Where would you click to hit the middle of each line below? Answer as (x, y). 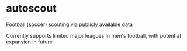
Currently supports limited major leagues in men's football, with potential (93, 35)
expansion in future (29, 42)
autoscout (31, 8)
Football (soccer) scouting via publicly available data (70, 24)
